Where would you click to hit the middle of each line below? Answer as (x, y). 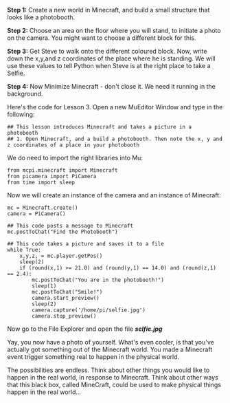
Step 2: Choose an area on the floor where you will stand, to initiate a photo (114, 31)
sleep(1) (44, 286)
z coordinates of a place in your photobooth (73, 145)
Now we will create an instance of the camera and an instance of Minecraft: (114, 195)
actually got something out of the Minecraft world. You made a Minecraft (110, 349)
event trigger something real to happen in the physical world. (93, 357)
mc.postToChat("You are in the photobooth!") (98, 280)
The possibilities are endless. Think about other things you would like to (108, 370)
